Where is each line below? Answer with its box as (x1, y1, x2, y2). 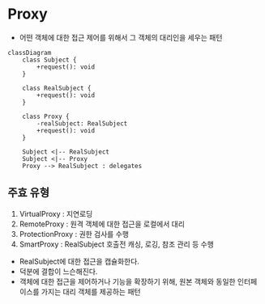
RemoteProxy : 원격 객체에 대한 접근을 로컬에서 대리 (19, 219, 186, 229)
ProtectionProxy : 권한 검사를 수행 (19, 229, 129, 239)
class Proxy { (22, 112, 70, 120)
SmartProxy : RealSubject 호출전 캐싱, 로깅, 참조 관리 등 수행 (19, 239, 214, 249)
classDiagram (7, 49, 52, 57)
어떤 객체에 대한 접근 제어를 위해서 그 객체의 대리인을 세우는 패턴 (19, 32, 223, 42)
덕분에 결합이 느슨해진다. (19, 266, 98, 276)
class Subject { (22, 56, 78, 64)
